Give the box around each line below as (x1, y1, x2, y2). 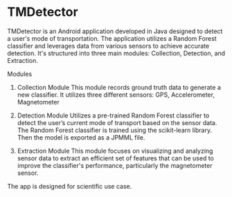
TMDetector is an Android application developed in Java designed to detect (7, 27, 223, 35)
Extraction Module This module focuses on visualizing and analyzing (17, 147, 213, 155)
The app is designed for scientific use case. (7, 182, 132, 190)
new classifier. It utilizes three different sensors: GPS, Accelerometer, (17, 91, 215, 99)
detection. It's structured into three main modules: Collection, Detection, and (7, 49, 226, 57)
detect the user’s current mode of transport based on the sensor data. (17, 118, 217, 126)
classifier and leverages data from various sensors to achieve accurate (7, 41, 210, 50)
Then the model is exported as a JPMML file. (17, 133, 145, 142)
